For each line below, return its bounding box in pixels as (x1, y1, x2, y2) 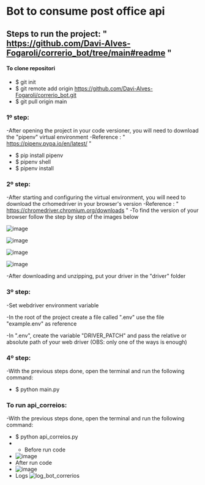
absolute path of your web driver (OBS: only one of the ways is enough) (6, 338, 188, 346)
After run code (15, 459, 52, 467)
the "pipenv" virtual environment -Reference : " (6, 133, 125, 141)
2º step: (6, 180, 31, 188)
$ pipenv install (15, 165, 54, 172)
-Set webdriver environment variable (6, 301, 99, 309)
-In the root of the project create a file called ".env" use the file (6, 313, 165, 321)
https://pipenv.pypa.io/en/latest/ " (6, 140, 92, 147)
